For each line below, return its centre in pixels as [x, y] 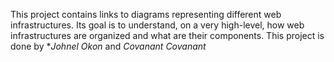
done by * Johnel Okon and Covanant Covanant [108, 46]
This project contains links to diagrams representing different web [146, 14]
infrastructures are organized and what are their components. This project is [167, 35]
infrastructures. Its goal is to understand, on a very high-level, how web [157, 25]
